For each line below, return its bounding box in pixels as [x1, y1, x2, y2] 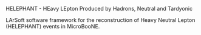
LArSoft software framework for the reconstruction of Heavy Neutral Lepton [5, 17, 196, 23]
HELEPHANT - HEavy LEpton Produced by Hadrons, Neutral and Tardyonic [5, 5, 192, 12]
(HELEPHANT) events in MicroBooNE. [5, 23, 100, 30]
